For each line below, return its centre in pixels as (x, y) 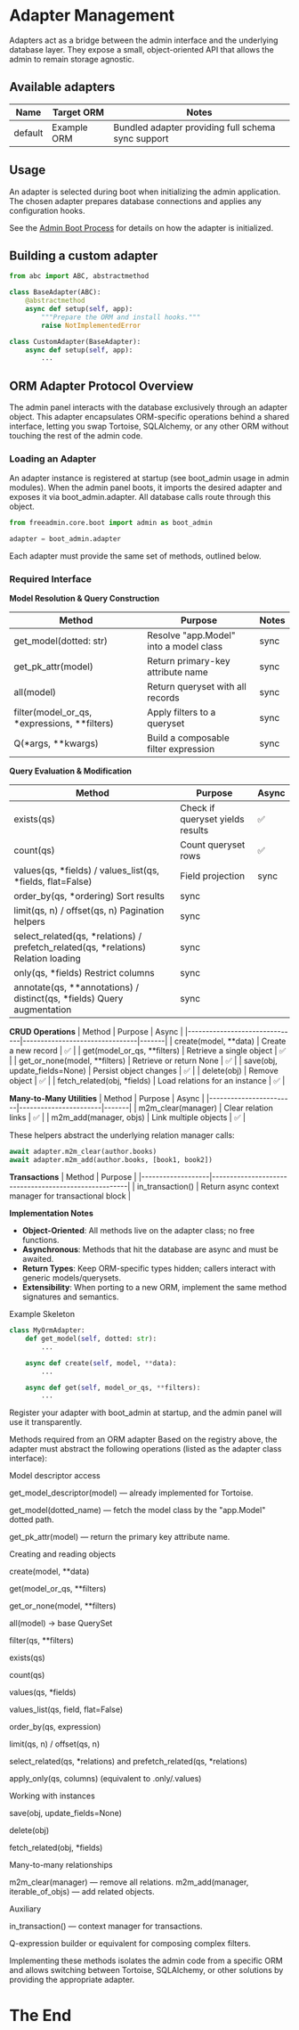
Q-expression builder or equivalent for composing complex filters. (130, 1944)
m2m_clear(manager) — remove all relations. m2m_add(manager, (129, 1882)
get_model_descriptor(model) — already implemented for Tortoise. (131, 1493)
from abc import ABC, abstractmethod (79, 276)
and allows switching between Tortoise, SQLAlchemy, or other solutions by (146, 1970)
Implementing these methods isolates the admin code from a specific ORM (146, 1960)
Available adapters (62, 87)
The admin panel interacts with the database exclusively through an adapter (148, 407)
